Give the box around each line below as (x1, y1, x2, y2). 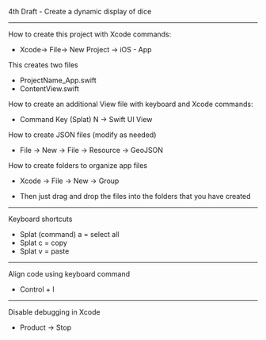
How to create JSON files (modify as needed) (8, 130, 157, 139)
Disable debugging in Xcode (8, 308, 101, 316)
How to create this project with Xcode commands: (8, 29, 172, 39)
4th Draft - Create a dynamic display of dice (8, 7, 152, 16)
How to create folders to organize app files (8, 161, 148, 170)
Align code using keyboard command (8, 269, 131, 278)
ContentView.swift (19, 84, 79, 94)
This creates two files (8, 60, 78, 70)
